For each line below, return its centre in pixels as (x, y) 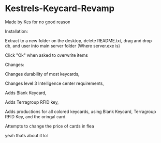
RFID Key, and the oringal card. (36, 116)
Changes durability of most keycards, (42, 74)
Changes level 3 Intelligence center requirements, (55, 83)
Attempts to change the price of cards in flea (50, 126)
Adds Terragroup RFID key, (32, 102)
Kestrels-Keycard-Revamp (60, 8)
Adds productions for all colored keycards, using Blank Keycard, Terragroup (80, 111)
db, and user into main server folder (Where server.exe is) (63, 46)
